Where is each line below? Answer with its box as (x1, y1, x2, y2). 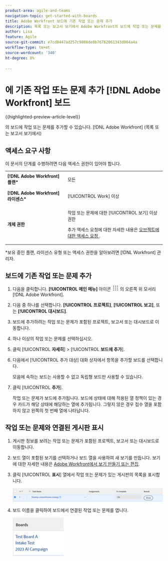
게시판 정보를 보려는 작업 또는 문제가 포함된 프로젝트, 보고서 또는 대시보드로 (12, 437, 159, 443)
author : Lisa (5, 29, 32, 34)
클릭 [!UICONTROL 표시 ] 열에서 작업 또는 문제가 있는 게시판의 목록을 (12, 471, 147, 477)
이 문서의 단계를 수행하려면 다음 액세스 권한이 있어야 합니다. (5, 160, 121, 167)
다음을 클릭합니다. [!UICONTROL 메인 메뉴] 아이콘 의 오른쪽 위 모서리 (12, 285, 156, 292)
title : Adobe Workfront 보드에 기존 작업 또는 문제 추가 (5, 18, 112, 23)
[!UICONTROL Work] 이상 (67, 193, 119, 199)
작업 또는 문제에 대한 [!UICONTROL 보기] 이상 (67, 210, 157, 216)
